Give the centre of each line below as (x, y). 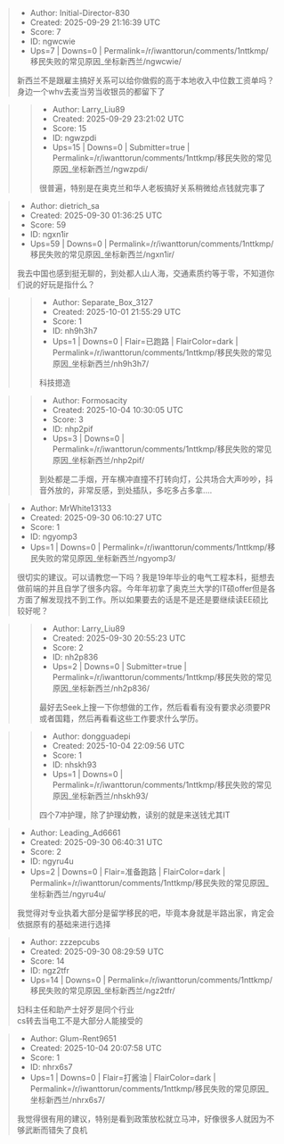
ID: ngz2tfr (50, 970)
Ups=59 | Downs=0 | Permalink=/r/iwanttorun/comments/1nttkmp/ (152, 244)
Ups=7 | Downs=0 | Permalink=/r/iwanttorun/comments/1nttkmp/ (149, 51)
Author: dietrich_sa (65, 206)
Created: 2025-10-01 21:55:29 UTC (117, 312)
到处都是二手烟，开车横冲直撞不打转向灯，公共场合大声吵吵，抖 (156, 479)
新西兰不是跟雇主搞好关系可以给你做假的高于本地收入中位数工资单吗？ (146, 80)
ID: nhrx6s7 (51, 1067)
